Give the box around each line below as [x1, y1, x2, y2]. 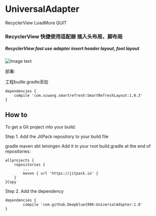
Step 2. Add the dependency [5, 188, 64, 194]
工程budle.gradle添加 [5, 79, 49, 85]
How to [5, 111, 28, 119]
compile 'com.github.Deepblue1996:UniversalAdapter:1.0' [23, 202, 143, 207]
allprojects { [5, 158, 35, 163]
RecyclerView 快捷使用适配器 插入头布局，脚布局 [5, 33, 123, 40]
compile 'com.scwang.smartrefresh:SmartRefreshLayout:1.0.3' [14, 93, 143, 98]
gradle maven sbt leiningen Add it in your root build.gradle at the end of [5, 143, 151, 149]
